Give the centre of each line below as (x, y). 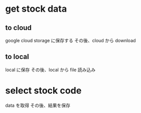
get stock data (36, 9)
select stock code (44, 91)
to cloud (19, 28)
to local (17, 57)
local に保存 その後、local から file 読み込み (50, 70)
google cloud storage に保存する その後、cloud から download (70, 40)
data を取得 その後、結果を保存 (38, 105)
